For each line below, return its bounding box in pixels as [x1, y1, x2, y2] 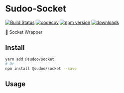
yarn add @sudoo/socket [5, 57, 55, 62]
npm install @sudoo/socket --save [5, 66, 77, 71]
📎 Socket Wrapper [5, 29, 43, 35]
